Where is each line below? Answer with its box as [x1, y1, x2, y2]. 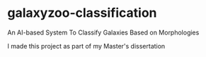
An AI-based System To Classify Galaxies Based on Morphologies [7, 28, 200, 37]
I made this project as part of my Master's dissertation [7, 42, 166, 50]
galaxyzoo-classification [7, 5, 157, 21]
